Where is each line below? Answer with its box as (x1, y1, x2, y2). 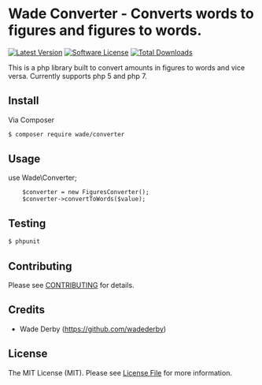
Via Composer (8, 115, 55, 125)
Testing (8, 216, 46, 230)
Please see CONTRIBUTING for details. (8, 280, 135, 290)
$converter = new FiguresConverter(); (22, 189, 149, 196)
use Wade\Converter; (8, 173, 77, 182)
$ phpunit (8, 237, 41, 245)
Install (8, 94, 39, 107)
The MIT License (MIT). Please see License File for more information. (8, 368, 232, 377)
